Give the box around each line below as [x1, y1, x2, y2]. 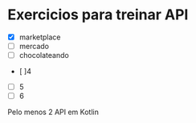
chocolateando [18, 51, 69, 60]
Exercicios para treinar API [7, 6, 189, 24]
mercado [18, 42, 50, 51]
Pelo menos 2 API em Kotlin [7, 107, 100, 117]
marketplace [18, 32, 61, 42]
